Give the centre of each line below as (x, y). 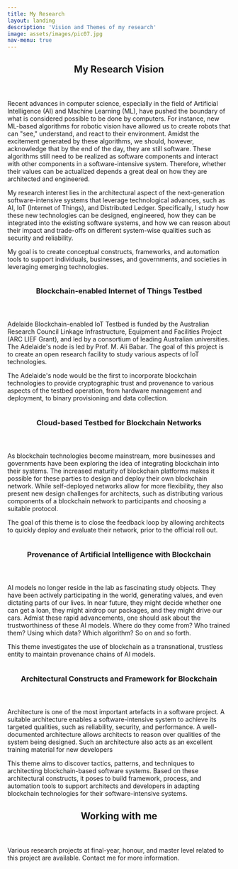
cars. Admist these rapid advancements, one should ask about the (104, 618)
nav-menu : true (30, 40)
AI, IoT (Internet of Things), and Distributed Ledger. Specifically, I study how (118, 207)
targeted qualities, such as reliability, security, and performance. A (104, 727)
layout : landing (31, 21)
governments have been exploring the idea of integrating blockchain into (113, 464)
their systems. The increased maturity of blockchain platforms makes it (111, 471)
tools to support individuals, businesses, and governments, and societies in (117, 259)
